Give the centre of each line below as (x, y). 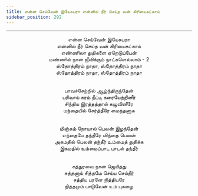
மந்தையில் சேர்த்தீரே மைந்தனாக (99, 110)
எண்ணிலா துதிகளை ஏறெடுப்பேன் (99, 52)
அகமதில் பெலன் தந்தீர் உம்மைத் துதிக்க (99, 141)
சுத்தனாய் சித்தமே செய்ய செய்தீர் (99, 173)
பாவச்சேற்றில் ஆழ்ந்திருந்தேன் (99, 90)
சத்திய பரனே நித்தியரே (99, 180)
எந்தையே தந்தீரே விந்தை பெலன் (99, 135)
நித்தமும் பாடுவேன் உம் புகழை (99, 186)
